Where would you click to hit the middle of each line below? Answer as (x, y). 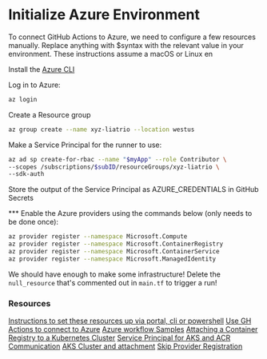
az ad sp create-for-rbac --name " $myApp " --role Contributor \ (118, 159)
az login (23, 99)
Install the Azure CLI (42, 69)
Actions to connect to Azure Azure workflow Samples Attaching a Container (133, 329)
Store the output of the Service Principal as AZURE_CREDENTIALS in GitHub (133, 189)
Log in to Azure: (35, 85)
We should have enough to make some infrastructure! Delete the (115, 274)
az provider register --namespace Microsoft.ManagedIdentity (112, 259)
